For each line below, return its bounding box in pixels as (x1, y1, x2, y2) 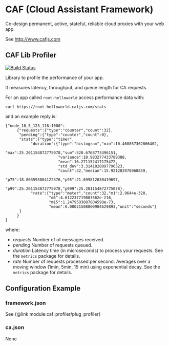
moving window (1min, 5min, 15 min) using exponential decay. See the (12, 263, 160, 270)
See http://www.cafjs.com (5, 36, 60, 42)
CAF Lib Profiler (5, 51, 57, 60)
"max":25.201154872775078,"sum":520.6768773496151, (5, 150, 118, 155)
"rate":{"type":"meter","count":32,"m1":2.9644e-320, (30, 190, 147, 196)
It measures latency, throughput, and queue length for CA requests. (5, 84, 147, 90)
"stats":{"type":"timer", (18, 137, 74, 142)
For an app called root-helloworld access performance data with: (5, 94, 144, 101)
